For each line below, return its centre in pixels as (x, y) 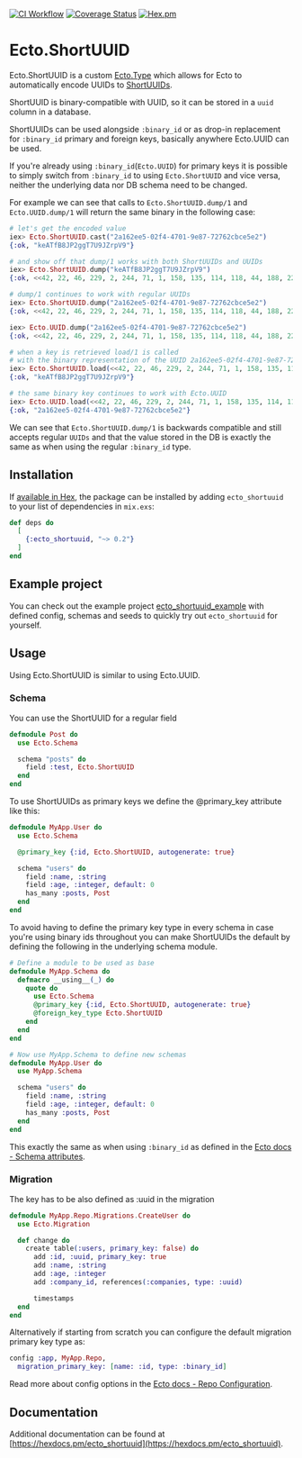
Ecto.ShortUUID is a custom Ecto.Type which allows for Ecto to (126, 75)
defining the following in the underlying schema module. (114, 946)
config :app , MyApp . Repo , (58, 1358)
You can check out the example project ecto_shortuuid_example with (137, 606)
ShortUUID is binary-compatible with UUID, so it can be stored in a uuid (142, 102)
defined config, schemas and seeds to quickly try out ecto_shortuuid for (144, 615)
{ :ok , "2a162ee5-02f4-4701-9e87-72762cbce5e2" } (100, 410)
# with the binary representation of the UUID (98, 360)
